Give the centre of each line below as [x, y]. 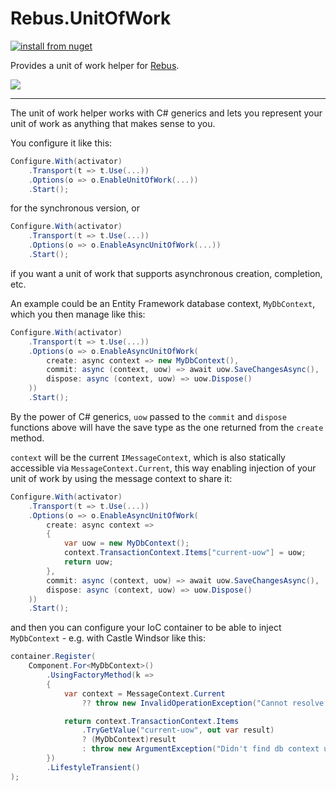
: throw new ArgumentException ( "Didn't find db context [200, 749]
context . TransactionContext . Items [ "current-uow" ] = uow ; [185, 553]
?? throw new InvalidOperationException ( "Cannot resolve [203, 703]
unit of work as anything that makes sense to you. [113, 123]
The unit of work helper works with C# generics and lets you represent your [166, 113]
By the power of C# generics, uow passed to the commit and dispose [148, 416]
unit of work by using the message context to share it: [121, 478]
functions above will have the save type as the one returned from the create [167, 427]
